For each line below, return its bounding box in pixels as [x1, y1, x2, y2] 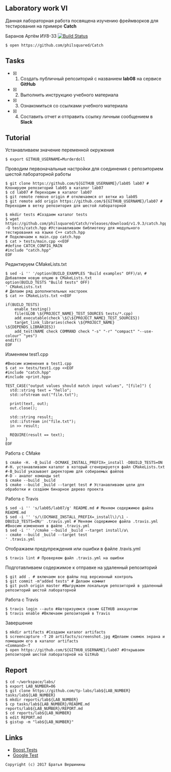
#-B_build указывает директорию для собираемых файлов [5, 469, 124, 474]
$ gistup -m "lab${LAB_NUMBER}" [5, 720, 74, 725]
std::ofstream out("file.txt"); [10, 392, 79, 398]
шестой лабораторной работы [5, 171, 71, 177]
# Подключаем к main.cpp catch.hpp [5, 234, 81, 240]
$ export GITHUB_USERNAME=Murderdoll [5, 157, 85, 162]
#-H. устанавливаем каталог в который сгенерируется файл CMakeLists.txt [5, 464, 165, 470]
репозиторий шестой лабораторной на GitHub [5, 652, 99, 657]
